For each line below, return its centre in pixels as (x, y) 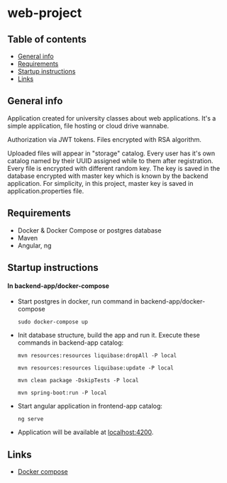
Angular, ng (34, 245)
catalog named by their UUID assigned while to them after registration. (110, 160)
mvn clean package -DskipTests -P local (78, 381)
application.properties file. (46, 191)
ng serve (31, 419)
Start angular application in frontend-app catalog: (90, 406)
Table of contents (47, 39)
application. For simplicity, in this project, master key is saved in (100, 183)
